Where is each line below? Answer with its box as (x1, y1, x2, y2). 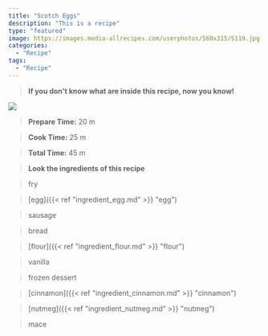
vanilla (27, 256, 50, 266)
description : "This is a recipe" (8, 19, 120, 27)
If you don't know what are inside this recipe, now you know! (27, 86, 235, 96)
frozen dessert (27, 272, 77, 282)
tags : (8, 57, 26, 65)
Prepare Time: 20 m (27, 117, 96, 126)
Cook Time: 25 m (27, 132, 87, 141)
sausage (27, 210, 57, 219)
